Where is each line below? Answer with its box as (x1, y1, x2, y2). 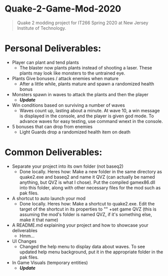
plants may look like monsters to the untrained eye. (19, 70, 125, 76)
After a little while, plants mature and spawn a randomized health (19, 81, 154, 87)
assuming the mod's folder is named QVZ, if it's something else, (19, 211, 152, 217)
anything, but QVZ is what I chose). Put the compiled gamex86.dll (19, 179, 155, 185)
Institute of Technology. (17, 25, 66, 31)
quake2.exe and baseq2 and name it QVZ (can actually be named (19, 174, 155, 180)
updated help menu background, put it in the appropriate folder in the (19, 249, 163, 255)
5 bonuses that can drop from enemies (12, 123, 93, 129)
